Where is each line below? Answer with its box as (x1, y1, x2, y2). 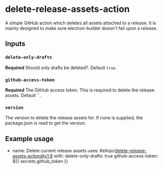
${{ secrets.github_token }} (12, 158, 68, 165)
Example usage (5, 134, 54, 143)
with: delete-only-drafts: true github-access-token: (54, 153, 159, 159)
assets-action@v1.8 (12, 153, 53, 159)
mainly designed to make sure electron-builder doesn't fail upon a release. (5, 25, 158, 31)
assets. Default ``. (5, 92, 41, 98)
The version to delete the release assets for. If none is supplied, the (5, 115, 143, 121)
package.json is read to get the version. (5, 120, 86, 126)
